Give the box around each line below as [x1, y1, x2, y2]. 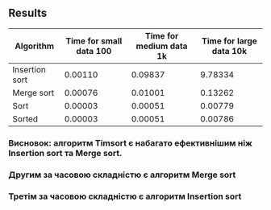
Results [8, 6, 48, 20]
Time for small [65, 35, 123, 47]
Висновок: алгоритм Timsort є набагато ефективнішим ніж [8, 137, 252, 148]
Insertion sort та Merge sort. [8, 147, 123, 159]
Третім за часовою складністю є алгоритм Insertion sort [8, 191, 242, 202]
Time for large [201, 35, 258, 47]
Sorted [12, 113, 39, 124]
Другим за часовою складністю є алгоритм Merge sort [8, 169, 236, 180]
